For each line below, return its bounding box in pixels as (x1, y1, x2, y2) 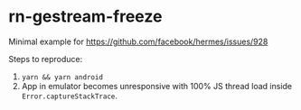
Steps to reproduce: (8, 53, 83, 64)
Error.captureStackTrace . (21, 90, 118, 101)
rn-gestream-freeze (8, 6, 163, 27)
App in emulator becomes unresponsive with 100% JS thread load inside (21, 80, 293, 91)
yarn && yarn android (21, 72, 103, 82)
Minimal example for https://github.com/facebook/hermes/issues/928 (8, 36, 268, 47)
